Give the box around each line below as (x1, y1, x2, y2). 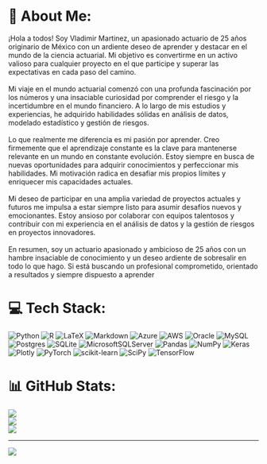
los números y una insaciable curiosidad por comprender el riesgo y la (8, 92, 239, 102)
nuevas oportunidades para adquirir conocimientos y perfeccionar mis (8, 160, 239, 169)
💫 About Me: (8, 7, 92, 25)
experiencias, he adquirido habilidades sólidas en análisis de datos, (8, 109, 229, 118)
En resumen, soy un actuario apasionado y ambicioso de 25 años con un (8, 244, 246, 253)
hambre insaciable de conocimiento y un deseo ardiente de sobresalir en (8, 253, 246, 262)
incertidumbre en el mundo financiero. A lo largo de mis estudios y (8, 101, 226, 110)
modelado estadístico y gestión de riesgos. (8, 118, 149, 127)
